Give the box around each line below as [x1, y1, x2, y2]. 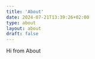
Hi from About [6, 47, 41, 54]
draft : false [6, 31, 39, 37]
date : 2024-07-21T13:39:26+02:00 [6, 14, 90, 20]
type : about [6, 20, 36, 26]
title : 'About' [6, 8, 44, 15]
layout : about [6, 25, 42, 32]
